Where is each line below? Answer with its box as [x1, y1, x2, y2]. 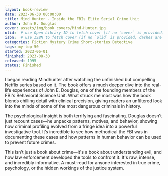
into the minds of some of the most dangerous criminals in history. [5, 103, 141, 109]
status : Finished [5, 63, 41, 68]
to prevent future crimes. [5, 139, 56, 145]
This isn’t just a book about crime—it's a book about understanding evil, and [5, 149, 162, 155]
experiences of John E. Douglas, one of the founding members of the [12, 87, 155, 93]
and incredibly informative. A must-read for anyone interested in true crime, [5, 160, 161, 166]
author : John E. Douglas [5, 21, 57, 26]
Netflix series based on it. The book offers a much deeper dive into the [5, 82, 151, 88]
